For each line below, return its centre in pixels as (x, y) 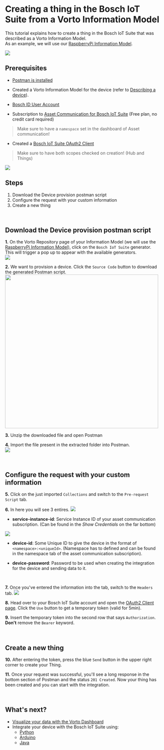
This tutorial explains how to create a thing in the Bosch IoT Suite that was (80, 33)
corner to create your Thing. (34, 665)
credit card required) (33, 119)
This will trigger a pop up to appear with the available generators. (71, 252)
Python (27, 732)
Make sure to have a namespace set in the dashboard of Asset (78, 128)
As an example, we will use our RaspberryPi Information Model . (69, 43)
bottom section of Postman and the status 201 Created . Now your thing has (81, 679)
